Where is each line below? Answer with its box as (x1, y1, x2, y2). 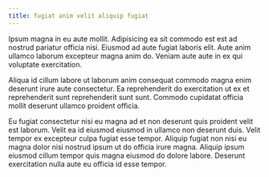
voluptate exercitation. (8, 60, 83, 69)
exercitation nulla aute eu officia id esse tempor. (8, 158, 167, 169)
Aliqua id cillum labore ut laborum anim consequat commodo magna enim (8, 75, 252, 84)
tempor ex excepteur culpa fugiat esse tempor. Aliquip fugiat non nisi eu (8, 134, 247, 143)
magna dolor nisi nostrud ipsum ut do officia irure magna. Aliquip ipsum (8, 142, 245, 151)
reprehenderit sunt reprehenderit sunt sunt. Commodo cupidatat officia (8, 92, 243, 101)
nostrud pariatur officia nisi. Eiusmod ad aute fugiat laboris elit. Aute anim (8, 42, 251, 52)
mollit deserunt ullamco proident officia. (8, 101, 141, 110)
